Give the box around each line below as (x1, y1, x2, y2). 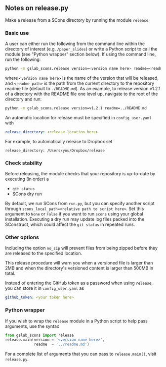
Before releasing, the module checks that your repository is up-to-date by (5, 171, 156, 177)
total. (5, 270, 16, 276)
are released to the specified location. (5, 250, 83, 257)
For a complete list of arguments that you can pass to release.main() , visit (5, 351, 157, 357)
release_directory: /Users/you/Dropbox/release (5, 148, 105, 153)
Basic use (5, 29, 29, 36)
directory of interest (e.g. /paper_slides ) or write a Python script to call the (5, 46, 158, 52)
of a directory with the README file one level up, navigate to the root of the (5, 91, 158, 97)
